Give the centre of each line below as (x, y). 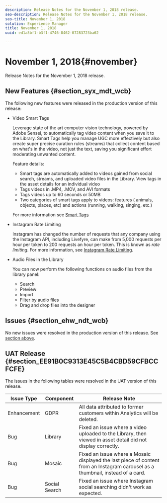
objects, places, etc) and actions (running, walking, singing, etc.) (86, 205)
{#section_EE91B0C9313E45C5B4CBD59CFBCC (82, 361)
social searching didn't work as (115, 487)
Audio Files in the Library (38, 259)
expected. (90, 494)
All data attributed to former (111, 407)
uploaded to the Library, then (113, 434)
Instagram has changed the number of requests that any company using (86, 234)
